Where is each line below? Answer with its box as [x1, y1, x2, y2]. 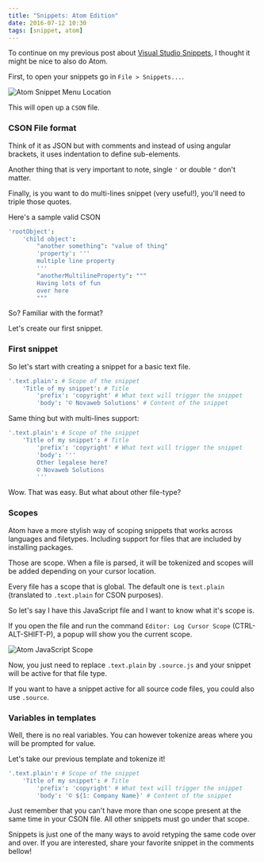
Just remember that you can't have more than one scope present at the [8, 806, 242, 815]
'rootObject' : [8, 227, 55, 235]
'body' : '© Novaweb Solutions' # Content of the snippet [36, 399, 228, 408]
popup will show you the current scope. [63, 629, 193, 639]
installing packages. [8, 542, 74, 552]
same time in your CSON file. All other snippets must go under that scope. [8, 814, 250, 824]
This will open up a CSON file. [8, 102, 101, 112]
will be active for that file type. [8, 668, 107, 678]
